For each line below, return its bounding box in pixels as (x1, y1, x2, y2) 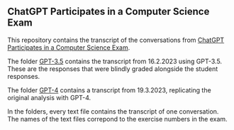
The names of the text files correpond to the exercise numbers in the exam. (7, 114, 228, 123)
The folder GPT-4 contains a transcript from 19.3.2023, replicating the (7, 85, 211, 94)
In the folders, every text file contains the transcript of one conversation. (7, 107, 219, 116)
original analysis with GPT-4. (7, 93, 91, 102)
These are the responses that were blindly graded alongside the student (7, 64, 218, 73)
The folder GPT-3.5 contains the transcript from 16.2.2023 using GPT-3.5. (7, 57, 222, 65)
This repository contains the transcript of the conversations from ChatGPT (7, 36, 225, 44)
